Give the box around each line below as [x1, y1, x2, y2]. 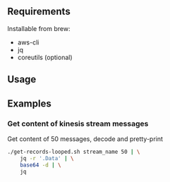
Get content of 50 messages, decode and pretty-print [7, 134, 164, 143]
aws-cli [17, 38, 40, 47]
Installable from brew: [7, 24, 71, 32]
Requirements [7, 6, 71, 18]
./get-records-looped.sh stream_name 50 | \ [7, 148, 140, 155]
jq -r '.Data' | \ [20, 154, 74, 162]
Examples [7, 97, 51, 109]
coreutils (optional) [17, 53, 73, 61]
